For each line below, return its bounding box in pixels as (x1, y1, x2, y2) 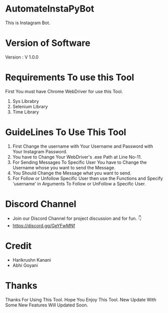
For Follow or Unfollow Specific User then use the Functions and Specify (12, 175, 163, 181)
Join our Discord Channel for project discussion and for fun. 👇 (12, 215, 142, 221)
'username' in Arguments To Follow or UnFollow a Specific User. (12, 180, 146, 186)
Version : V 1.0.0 (5, 54, 39, 60)
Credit (5, 240, 32, 252)
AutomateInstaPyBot (5, 3, 95, 15)
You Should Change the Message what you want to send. (12, 170, 132, 176)
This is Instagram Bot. (5, 20, 50, 26)
